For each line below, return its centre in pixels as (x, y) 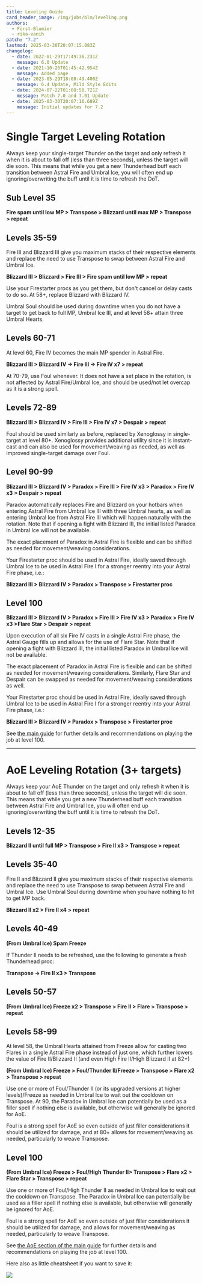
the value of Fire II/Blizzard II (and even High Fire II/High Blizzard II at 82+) (98, 1059)
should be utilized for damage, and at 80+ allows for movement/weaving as (100, 1132)
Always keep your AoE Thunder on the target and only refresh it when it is (98, 787)
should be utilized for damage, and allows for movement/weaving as (91, 1227)
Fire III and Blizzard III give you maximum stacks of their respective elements (101, 252)
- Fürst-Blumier (32, 29)
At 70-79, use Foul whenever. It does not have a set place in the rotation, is (99, 376)
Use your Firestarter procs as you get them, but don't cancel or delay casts (99, 288)
